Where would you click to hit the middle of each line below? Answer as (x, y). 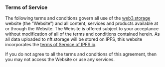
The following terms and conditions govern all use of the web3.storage (78, 18)
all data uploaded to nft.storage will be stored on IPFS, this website (74, 39)
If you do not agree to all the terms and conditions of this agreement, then (81, 54)
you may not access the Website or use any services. (60, 60)
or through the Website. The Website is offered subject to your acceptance (82, 29)
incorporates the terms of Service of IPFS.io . (51, 45)
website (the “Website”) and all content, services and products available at (82, 23)
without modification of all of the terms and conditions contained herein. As (82, 34)
